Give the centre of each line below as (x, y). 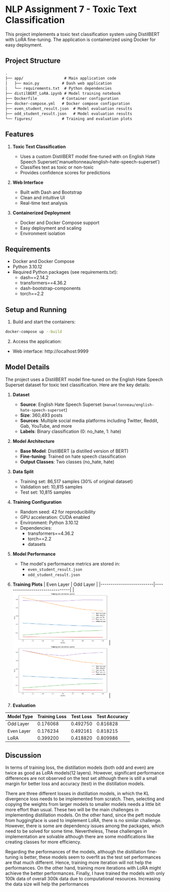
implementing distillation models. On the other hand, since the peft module (83, 815)
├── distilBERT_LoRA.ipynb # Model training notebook (63, 93)
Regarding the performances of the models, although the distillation (76, 852)
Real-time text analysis (44, 203)
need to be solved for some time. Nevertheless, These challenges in (76, 831)
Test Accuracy (112, 717)
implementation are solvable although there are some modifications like (80, 837)
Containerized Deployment (41, 213)
